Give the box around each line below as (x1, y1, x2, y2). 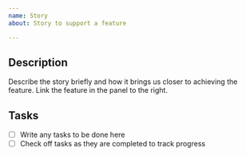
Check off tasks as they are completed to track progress (19, 139, 206, 149)
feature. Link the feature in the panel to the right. (8, 86, 168, 95)
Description (8, 55, 68, 69)
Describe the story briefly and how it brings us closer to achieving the (8, 77, 238, 86)
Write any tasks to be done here (19, 130, 125, 140)
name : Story (8, 11, 48, 20)
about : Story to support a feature (8, 19, 127, 27)
